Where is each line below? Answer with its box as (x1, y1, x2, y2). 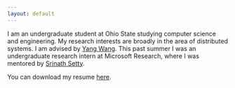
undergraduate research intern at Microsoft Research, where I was (7, 52, 200, 60)
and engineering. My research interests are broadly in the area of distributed (7, 36, 229, 45)
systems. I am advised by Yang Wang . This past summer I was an (7, 44, 196, 52)
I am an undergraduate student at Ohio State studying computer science (7, 29, 216, 38)
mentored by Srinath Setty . (7, 59, 85, 67)
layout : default (7, 10, 55, 17)
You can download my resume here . (7, 73, 112, 81)
